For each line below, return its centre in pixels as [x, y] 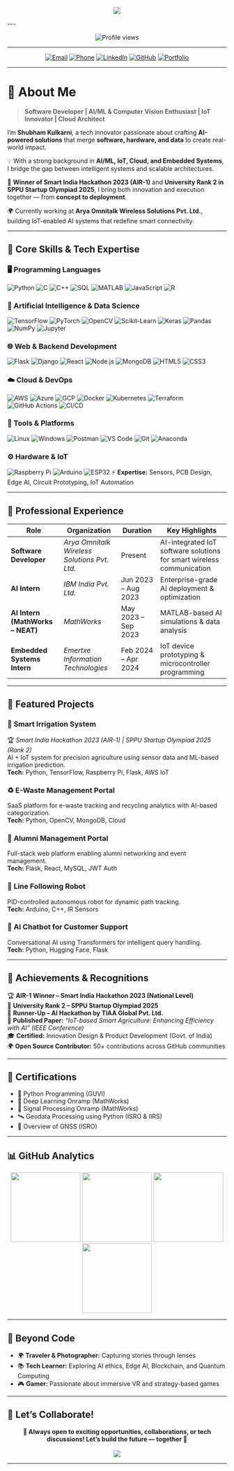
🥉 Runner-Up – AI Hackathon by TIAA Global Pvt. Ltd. [85, 1013]
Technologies [86, 668]
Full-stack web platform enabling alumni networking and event [97, 853]
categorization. [29, 812]
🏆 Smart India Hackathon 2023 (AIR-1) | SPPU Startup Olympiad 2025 [109, 740]
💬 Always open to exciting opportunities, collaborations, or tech [117, 1431]
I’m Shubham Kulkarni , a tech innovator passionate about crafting [102, 132]
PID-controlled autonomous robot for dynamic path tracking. [94, 902]
